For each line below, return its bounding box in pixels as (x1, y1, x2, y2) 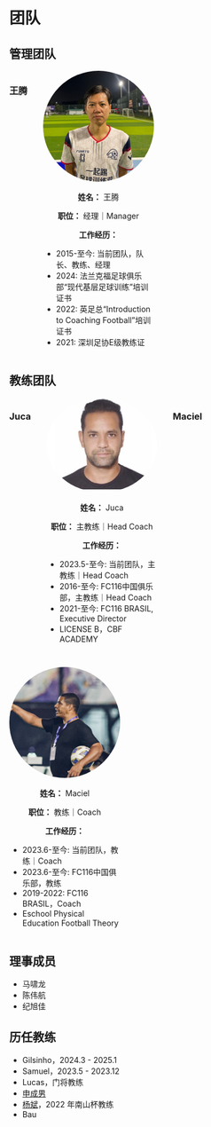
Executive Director (59, 613, 127, 624)
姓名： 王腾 (77, 192, 120, 202)
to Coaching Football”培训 (56, 315, 151, 325)
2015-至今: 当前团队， (56, 248, 137, 258)
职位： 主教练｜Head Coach (51, 521, 153, 532)
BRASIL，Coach (21, 898, 82, 910)
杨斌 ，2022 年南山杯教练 (21, 1099, 114, 1109)
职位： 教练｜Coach (27, 807, 102, 817)
